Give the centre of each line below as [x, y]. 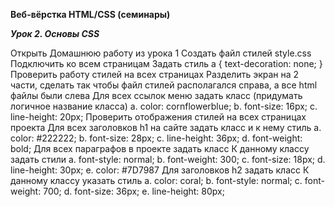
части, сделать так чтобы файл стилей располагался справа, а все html [164, 85]
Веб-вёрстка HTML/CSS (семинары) [90, 14]
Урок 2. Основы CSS [55, 33]
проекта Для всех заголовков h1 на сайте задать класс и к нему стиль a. [166, 127]
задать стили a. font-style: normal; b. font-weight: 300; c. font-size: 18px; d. [168, 159]
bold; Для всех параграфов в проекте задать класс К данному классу [160, 148]
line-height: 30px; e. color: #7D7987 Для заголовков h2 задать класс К [160, 170]
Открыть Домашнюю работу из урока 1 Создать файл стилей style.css [161, 53]
